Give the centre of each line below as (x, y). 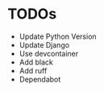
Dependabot (40, 79)
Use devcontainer (49, 53)
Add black (36, 62)
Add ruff (33, 70)
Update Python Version (58, 36)
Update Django (44, 44)
